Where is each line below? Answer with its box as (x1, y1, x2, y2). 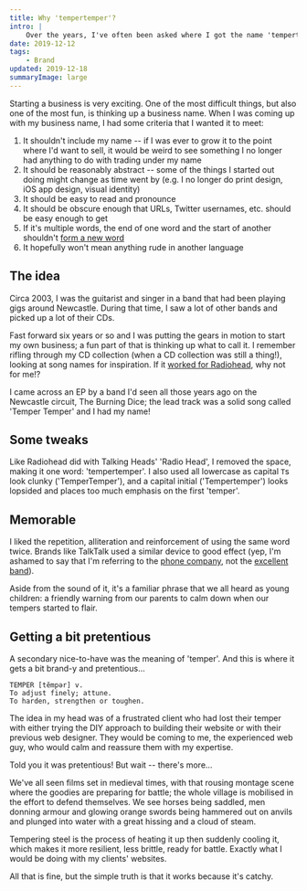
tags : (9, 48, 30, 57)
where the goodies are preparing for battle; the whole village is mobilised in (9, 787, 294, 798)
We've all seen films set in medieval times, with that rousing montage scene (9, 778, 294, 788)
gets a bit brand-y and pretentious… (9, 663, 146, 674)
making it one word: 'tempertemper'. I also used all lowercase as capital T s (9, 466, 290, 477)
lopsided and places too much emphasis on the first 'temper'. (9, 485, 240, 496)
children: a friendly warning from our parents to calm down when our (9, 593, 270, 604)
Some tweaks (9, 431, 89, 448)
